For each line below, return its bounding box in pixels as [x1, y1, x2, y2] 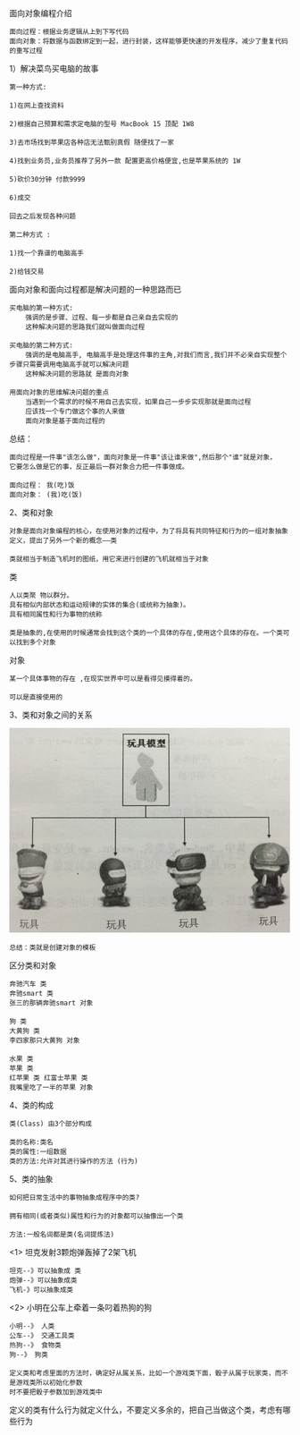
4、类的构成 [9, 1100, 54, 1111]
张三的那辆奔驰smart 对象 [9, 998, 94, 1008]
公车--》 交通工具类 [9, 1331, 75, 1340]
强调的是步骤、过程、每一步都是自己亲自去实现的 [25, 313, 179, 322]
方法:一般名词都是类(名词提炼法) [9, 1230, 114, 1239]
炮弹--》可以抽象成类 [9, 1276, 78, 1286]
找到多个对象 [15, 638, 56, 647]
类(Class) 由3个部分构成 [9, 1119, 92, 1129]
